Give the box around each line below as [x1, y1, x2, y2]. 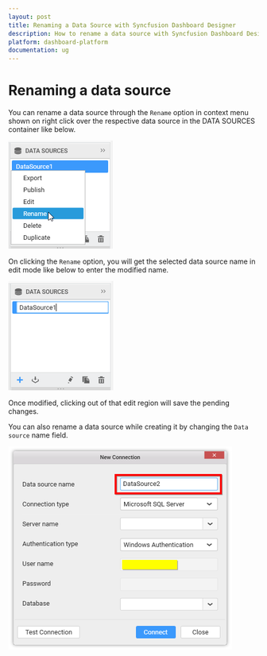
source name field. [8, 430, 69, 440]
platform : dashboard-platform [8, 38, 109, 46]
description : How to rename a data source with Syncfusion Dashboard [8, 29, 244, 37]
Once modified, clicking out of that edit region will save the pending [8, 398, 230, 408]
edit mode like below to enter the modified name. [8, 265, 169, 275]
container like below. [8, 125, 76, 134]
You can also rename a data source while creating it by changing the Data [8, 422, 249, 432]
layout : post [8, 13, 52, 21]
